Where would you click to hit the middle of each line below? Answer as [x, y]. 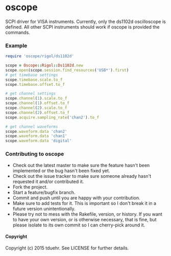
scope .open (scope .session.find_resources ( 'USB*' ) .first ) [67, 70]
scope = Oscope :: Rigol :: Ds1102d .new [44, 65]
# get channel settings [31, 94]
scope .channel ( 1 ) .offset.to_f [38, 103]
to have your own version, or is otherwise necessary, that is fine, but [84, 219]
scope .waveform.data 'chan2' [36, 131]
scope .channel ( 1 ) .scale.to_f [36, 99]
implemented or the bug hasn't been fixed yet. [61, 171]
